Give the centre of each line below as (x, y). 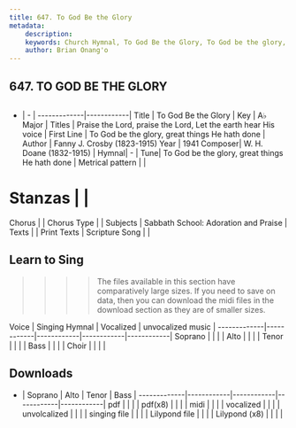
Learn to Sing (46, 260)
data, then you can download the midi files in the (186, 300)
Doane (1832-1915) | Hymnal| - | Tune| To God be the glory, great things (152, 152)
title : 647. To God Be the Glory (71, 17)
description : (49, 34)
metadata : (27, 26)
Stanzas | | (49, 198)
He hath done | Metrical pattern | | (84, 162)
